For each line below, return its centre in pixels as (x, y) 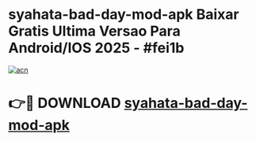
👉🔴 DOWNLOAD (65, 103)
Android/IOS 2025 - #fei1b (96, 48)
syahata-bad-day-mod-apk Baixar (124, 15)
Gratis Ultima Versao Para (94, 31)
